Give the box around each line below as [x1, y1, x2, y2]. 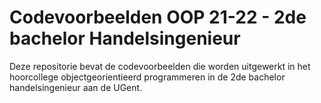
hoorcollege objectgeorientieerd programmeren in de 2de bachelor [9, 71, 286, 83]
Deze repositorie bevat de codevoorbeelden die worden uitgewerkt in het [9, 60, 311, 72]
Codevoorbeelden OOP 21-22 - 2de [9, 6, 307, 29]
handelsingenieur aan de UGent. [9, 81, 143, 93]
